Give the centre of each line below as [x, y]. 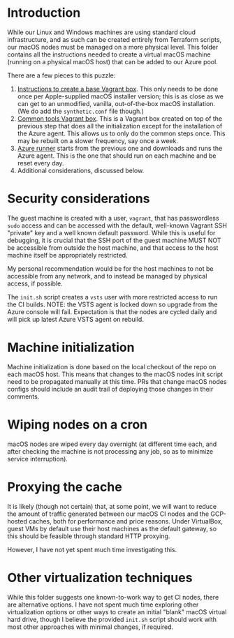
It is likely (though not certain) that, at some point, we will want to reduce [112, 506]
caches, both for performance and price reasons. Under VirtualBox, [126, 521]
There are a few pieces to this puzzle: [61, 75]
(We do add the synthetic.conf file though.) [81, 111]
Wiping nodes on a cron [78, 424]
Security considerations [79, 199]
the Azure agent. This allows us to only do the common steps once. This [121, 133]
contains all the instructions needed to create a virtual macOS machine [109, 54]
